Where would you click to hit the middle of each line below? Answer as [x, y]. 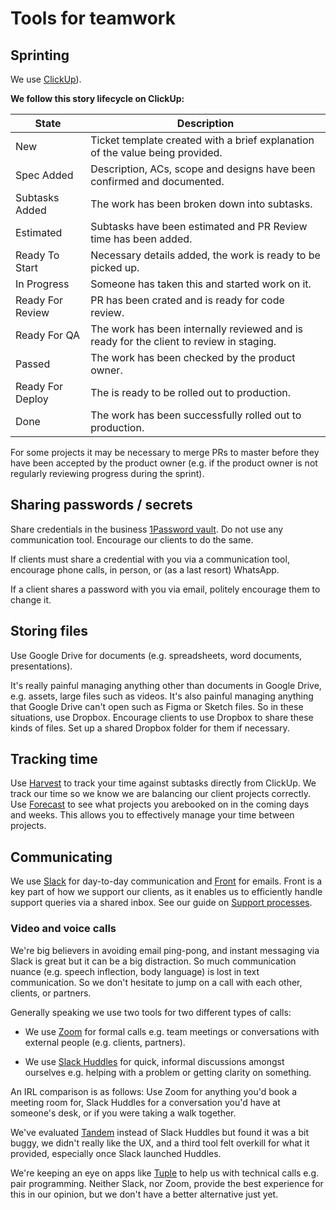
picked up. [115, 267]
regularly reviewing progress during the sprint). [107, 473]
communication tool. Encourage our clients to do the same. [132, 539]
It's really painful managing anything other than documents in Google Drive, [166, 685]
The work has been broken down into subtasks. [201, 204]
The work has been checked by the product [193, 357]
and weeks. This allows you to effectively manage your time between [152, 815]
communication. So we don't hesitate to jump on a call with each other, [156, 982]
